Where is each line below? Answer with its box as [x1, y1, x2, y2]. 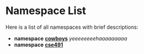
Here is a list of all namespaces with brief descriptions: [5, 23, 139, 31]
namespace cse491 [14, 41, 63, 48]
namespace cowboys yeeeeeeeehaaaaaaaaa [14, 35, 128, 42]
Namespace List [5, 4, 86, 18]
